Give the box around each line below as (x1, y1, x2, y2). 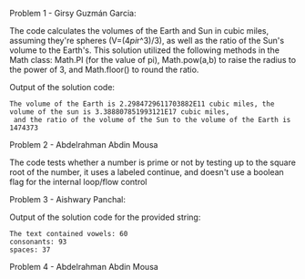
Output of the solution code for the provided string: (9, 212, 201, 222)
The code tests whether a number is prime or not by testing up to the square (9, 157, 296, 168)
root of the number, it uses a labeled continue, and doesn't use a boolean (9, 167, 284, 177)
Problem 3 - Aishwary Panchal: (9, 194, 126, 204)
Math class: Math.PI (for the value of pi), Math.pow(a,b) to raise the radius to (9, 55, 297, 65)
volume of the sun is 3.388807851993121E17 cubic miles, (9, 108, 230, 117)
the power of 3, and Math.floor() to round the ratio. (9, 64, 199, 75)
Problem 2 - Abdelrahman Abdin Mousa (9, 139, 158, 150)
